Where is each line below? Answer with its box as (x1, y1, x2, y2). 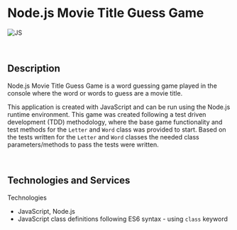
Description (7, 62, 60, 75)
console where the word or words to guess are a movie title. (7, 88, 183, 97)
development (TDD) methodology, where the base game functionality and (7, 117, 223, 126)
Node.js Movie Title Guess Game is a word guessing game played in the (7, 81, 218, 90)
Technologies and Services (7, 175, 131, 187)
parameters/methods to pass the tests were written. (7, 140, 160, 149)
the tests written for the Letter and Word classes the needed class (7, 132, 200, 141)
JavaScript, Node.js (17, 207, 76, 215)
